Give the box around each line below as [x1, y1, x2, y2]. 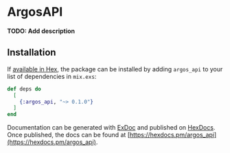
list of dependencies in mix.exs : [7, 72, 97, 80]
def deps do [7, 85, 41, 93]
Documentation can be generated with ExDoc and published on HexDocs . [7, 123, 216, 132]
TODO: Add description [7, 27, 76, 35]
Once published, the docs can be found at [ [7, 131, 130, 139]
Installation [7, 47, 56, 58]
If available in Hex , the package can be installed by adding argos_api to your [7, 64, 223, 73]
